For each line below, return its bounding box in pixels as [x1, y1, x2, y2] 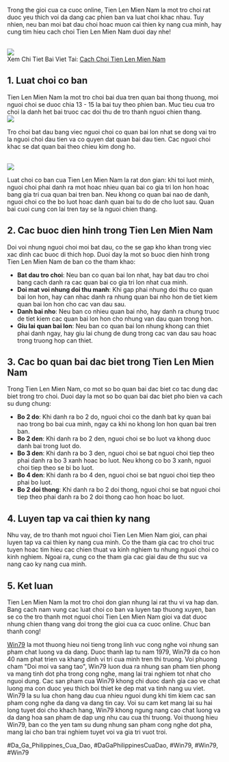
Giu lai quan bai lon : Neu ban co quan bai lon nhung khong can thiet [16, 321, 210, 330]
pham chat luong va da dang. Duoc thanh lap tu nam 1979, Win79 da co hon [7, 648, 221, 656]
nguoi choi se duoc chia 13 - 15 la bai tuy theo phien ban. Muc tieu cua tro [7, 100, 215, 108]
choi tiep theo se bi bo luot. [16, 464, 94, 472]
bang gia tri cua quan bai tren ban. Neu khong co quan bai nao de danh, [7, 190, 210, 198]
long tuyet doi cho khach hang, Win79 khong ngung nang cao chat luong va [7, 706, 221, 715]
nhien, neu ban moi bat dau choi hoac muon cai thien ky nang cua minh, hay [7, 21, 222, 28]
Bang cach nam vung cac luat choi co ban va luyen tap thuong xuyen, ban [7, 606, 216, 614]
